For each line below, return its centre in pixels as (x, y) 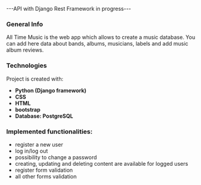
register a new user (39, 144)
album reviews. (25, 50)
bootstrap (28, 109)
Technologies (26, 65)
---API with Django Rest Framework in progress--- (69, 9)
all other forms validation (46, 176)
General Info (25, 24)
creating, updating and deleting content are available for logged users (101, 163)
